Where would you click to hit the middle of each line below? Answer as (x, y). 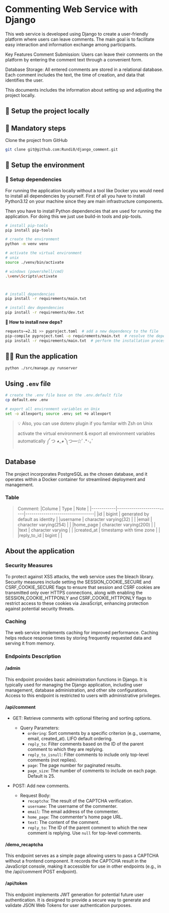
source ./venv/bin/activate (35, 262)
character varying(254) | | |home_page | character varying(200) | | (87, 524)
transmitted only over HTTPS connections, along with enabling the (74, 592)
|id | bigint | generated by (123, 514)
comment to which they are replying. (66, 749)
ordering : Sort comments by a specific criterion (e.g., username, (94, 733)
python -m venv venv (27, 244)
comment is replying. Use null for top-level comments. (84, 833)
